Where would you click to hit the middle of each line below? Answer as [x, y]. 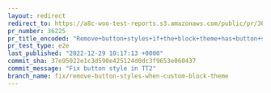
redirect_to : [30, 23]
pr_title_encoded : [38, 38]
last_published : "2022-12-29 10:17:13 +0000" [85, 53]
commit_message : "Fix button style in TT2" [82, 69]
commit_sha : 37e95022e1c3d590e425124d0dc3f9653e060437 [102, 61]
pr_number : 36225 [37, 31]
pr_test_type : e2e [38, 46]
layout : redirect [37, 16]
